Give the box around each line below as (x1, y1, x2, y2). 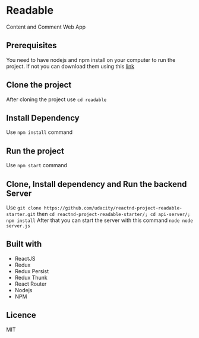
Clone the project (6, 80, 72, 90)
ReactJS (14, 255, 36, 262)
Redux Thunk (14, 274, 48, 281)
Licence (6, 310, 37, 320)
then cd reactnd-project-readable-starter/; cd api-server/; (36, 211, 191, 217)
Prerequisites (6, 40, 57, 51)
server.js (6, 223, 31, 229)
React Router (14, 280, 47, 287)
